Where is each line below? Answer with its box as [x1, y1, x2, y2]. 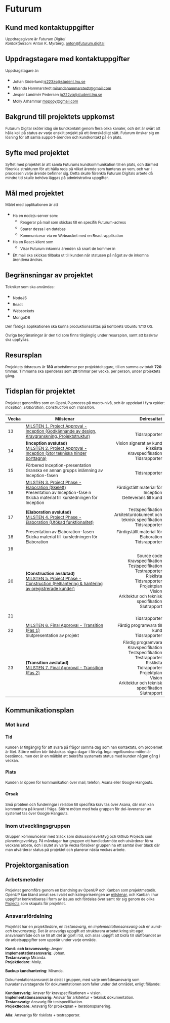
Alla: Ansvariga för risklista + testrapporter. [5, 1012, 81, 1017]
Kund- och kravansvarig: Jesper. [5, 946, 64, 951]
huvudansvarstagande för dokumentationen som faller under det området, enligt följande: [5, 982, 161, 987]
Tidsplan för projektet [5, 387, 75, 396]
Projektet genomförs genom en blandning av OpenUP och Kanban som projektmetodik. [5, 887, 157, 893]
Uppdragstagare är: [5, 68, 39, 73]
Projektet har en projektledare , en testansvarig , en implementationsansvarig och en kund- [5, 924, 162, 929]
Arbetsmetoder [5, 876, 44, 883]
